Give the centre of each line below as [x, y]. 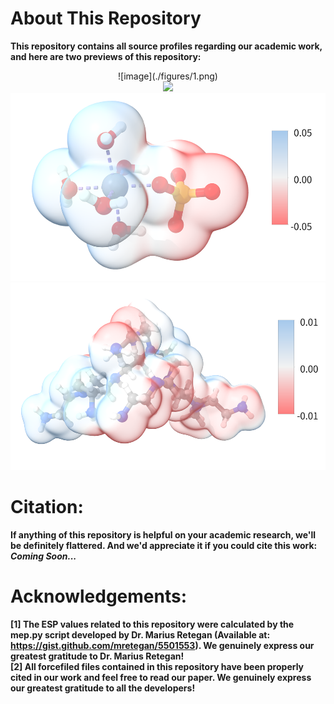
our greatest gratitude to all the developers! [103, 688]
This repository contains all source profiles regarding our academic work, [166, 46]
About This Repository [106, 18]
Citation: [47, 507]
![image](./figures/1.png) [168, 76]
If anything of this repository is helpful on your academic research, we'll [163, 534]
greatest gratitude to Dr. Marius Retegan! [97, 656]
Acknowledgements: [99, 596]
